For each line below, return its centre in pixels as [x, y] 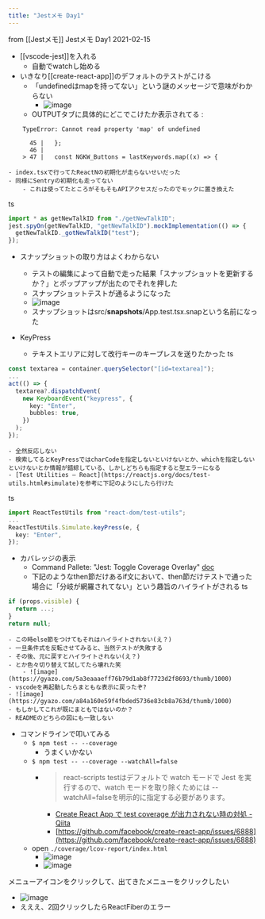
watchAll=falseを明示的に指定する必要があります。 [146, 797]
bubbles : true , [54, 413]
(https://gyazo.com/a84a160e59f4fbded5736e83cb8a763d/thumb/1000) [120, 701]
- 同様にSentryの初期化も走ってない [61, 181]
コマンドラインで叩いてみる [65, 733]
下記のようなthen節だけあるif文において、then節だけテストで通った [142, 577]
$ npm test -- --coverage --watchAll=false [105, 761]
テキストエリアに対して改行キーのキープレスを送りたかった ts [132, 354]
